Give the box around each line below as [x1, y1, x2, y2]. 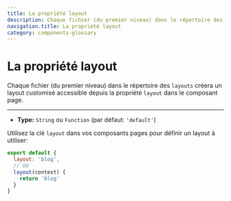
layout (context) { [13, 169, 67, 176]
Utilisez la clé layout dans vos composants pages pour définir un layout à [7, 129, 215, 137]
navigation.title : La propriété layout [7, 23, 122, 29]
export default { [7, 150, 57, 156]
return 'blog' [19, 175, 60, 182]
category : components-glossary [7, 29, 97, 36]
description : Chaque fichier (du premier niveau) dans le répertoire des [7, 16, 223, 23]
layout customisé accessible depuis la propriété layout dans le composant [7, 88, 218, 97]
